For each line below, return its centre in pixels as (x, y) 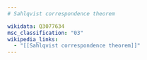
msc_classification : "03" (45, 33)
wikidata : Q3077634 (36, 26)
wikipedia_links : (33, 39)
